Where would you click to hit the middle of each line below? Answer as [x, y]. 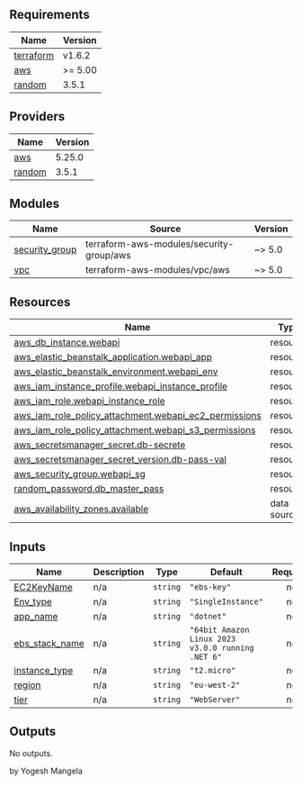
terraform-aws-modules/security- [160, 244]
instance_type [44, 671]
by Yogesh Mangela [46, 771]
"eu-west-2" [215, 685]
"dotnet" [208, 617]
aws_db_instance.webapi [67, 343]
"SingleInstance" [226, 602]
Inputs [28, 547]
